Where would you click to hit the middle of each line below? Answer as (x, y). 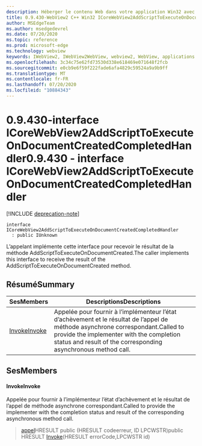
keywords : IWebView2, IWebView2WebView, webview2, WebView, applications (101, 57)
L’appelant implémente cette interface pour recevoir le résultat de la (90, 246)
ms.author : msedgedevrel (37, 29)
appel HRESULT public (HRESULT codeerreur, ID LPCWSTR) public (102, 430)
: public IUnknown (35, 235)
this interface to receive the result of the (56, 259)
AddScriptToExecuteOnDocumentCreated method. (69, 265)
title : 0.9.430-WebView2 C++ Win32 (51, 17)
